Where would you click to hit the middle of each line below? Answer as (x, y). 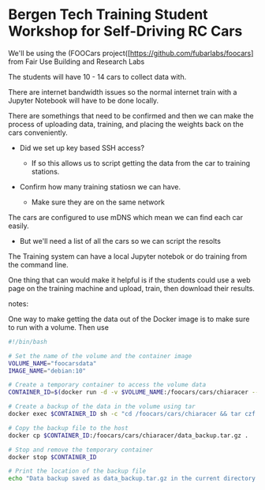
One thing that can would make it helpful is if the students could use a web (129, 280)
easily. (19, 226)
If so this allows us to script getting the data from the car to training (141, 163)
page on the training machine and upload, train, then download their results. (131, 288)
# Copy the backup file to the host (68, 428)
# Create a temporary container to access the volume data (107, 385)
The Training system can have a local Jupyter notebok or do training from (128, 256)
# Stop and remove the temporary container (81, 450)
